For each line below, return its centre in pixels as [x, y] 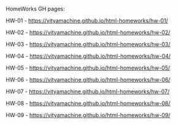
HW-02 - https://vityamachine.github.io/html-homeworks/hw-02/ [88, 32]
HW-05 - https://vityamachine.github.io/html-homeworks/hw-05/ [88, 68]
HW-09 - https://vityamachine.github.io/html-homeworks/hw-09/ [88, 115]
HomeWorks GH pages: [36, 9]
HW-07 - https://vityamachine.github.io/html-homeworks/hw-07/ [88, 91]
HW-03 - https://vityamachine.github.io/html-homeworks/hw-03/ [88, 44]
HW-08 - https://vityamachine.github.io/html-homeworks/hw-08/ [88, 103]
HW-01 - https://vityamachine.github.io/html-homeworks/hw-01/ [87, 20]
